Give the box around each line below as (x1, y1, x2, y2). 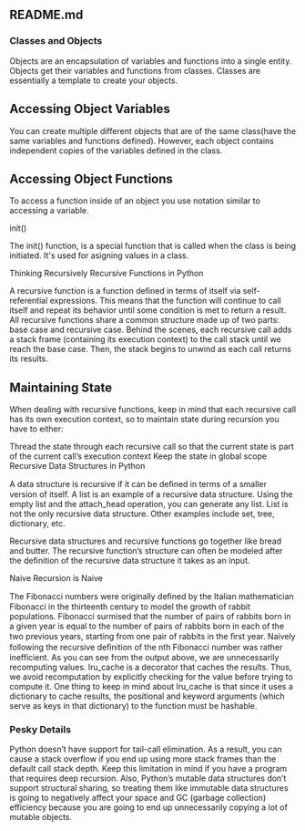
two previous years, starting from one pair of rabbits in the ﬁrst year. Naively (9, 631, 296, 642)
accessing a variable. (9, 205, 89, 216)
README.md (9, 7, 84, 23)
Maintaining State (9, 379, 113, 395)
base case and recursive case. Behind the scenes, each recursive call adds (9, 324, 292, 336)
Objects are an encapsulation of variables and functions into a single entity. (9, 55, 292, 67)
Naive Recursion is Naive (9, 573, 103, 584)
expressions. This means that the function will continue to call (49, 296, 282, 306)
